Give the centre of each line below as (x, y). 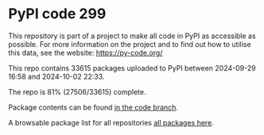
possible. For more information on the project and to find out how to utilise (130, 44)
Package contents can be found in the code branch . (93, 107)
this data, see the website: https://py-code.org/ (85, 52)
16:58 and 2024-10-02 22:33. (56, 76)
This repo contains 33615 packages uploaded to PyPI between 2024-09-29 (132, 67)
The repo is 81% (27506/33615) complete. (78, 91)
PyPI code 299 (57, 14)
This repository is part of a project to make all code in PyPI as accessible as (132, 36)
